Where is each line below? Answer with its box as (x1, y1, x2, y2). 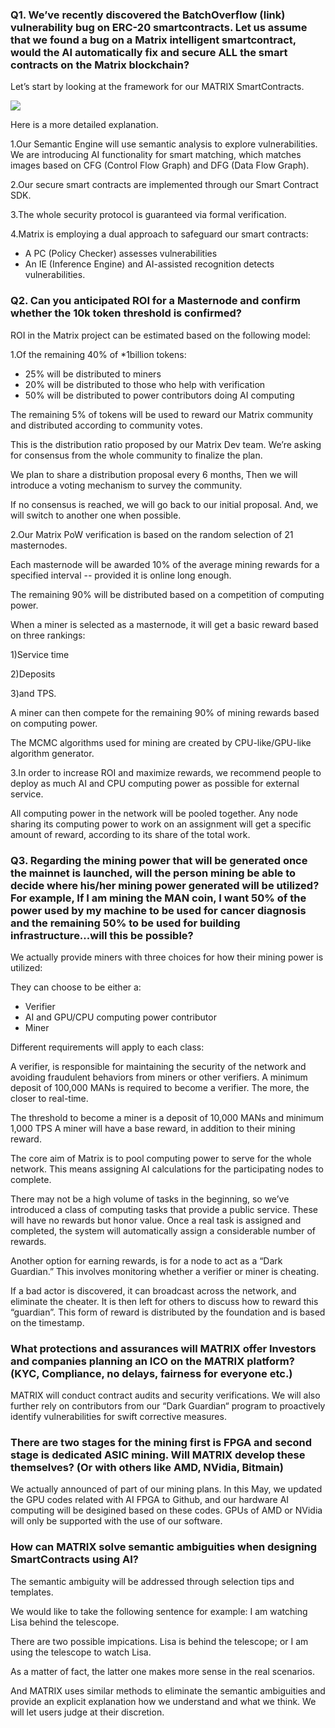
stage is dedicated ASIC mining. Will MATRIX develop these (10, 1448, 306, 1462)
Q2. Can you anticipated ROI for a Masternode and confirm (10, 294, 301, 308)
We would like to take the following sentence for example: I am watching (10, 1605, 308, 1617)
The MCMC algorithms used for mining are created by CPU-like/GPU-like (10, 736, 312, 748)
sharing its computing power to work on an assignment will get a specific (10, 818, 312, 830)
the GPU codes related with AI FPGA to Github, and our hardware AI (10, 1494, 290, 1506)
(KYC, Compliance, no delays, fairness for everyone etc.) (10, 1366, 293, 1380)
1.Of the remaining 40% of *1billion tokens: (10, 348, 187, 360)
